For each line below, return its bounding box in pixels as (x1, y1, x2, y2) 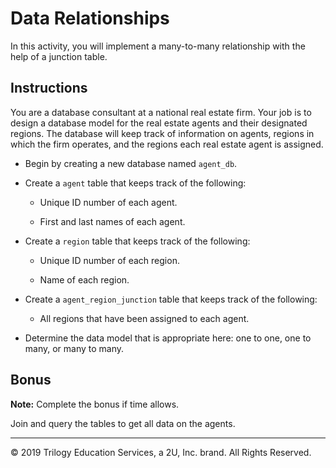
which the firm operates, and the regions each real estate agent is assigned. (10, 138, 324, 150)
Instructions (10, 80, 88, 97)
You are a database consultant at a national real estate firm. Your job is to (10, 106, 312, 118)
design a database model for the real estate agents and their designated (10, 117, 308, 129)
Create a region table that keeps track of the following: (24, 235, 251, 247)
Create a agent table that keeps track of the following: (24, 177, 247, 189)
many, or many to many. (24, 342, 125, 354)
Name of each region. (39, 273, 130, 286)
